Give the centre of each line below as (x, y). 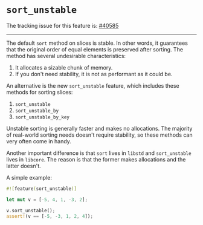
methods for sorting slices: (40, 92)
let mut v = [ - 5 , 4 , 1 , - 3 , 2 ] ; (47, 200)
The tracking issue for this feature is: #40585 (63, 25)
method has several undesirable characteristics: (66, 56)
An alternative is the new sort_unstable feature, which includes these (93, 85)
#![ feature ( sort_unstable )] (42, 189)
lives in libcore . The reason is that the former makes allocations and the (96, 159)
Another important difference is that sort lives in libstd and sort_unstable (99, 153)
